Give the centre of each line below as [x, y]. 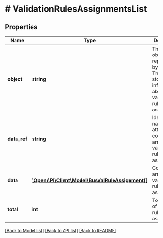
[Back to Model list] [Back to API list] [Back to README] [61, 230]
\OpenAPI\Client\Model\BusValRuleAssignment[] [90, 180]
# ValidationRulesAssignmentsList [76, 9]
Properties [21, 27]
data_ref [17, 139]
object [15, 79]
